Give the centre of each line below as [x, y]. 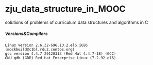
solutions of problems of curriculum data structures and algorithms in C [76, 22]
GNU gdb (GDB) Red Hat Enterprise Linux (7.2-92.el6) [61, 58]
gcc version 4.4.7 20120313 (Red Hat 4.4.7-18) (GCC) [61, 54]
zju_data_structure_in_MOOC [65, 9]
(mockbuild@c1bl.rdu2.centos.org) [40, 49]
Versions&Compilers [26, 33]
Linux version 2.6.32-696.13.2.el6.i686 [47, 45]
